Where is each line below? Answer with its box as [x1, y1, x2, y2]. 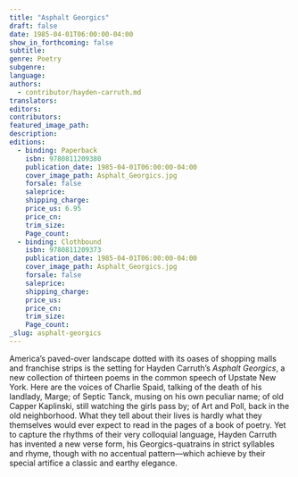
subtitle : [9, 46, 46, 55]
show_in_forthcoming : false [9, 38, 114, 47]
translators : [9, 96, 58, 105]
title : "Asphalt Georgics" [9, 13, 110, 22]
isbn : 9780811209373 [25, 246, 102, 255]
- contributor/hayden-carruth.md [17, 88, 142, 96]
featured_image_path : [9, 121, 90, 130]
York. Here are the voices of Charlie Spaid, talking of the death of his [9, 381, 262, 392]
